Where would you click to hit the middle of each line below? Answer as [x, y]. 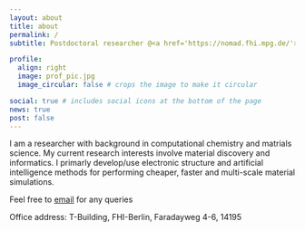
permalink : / [34, 34]
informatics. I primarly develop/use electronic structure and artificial [137, 163]
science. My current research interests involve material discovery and [140, 153]
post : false [32, 118]
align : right [42, 68]
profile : [26, 60]
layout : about [36, 18]
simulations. [32, 182]
